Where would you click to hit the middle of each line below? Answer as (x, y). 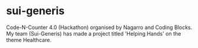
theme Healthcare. (29, 40)
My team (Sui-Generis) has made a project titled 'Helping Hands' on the (94, 33)
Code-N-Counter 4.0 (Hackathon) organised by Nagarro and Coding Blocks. (99, 27)
